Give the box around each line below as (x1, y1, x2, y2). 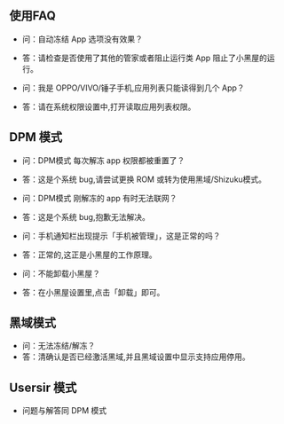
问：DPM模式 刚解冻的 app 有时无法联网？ (21, 192, 177, 203)
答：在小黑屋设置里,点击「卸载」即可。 (21, 287, 165, 297)
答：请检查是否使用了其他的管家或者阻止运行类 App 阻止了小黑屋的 (21, 52, 268, 63)
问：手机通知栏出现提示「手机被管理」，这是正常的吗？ (21, 230, 221, 241)
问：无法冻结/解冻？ (21, 341, 96, 351)
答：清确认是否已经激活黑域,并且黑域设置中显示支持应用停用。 (21, 351, 250, 362)
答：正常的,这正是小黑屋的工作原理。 (21, 249, 157, 260)
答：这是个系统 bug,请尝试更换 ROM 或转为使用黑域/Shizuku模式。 (21, 174, 267, 185)
